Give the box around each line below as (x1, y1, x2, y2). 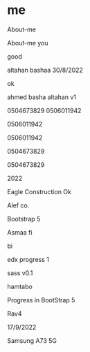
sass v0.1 (7, 268, 33, 277)
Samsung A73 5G (7, 336, 57, 344)
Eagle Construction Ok (7, 187, 71, 196)
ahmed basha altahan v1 (7, 93, 76, 101)
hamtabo (7, 282, 33, 291)
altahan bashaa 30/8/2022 (7, 66, 83, 74)
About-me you (7, 38, 48, 47)
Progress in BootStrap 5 (7, 295, 75, 304)
